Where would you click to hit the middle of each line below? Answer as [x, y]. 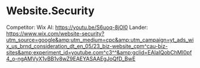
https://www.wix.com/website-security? [55, 33]
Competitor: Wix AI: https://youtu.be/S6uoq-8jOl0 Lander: [77, 27]
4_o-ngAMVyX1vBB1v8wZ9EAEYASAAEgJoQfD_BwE [71, 59]
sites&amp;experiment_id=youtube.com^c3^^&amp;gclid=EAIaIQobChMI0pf [99, 52]
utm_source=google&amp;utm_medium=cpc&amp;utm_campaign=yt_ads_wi [100, 40]
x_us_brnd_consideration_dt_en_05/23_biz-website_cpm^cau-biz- [87, 46]
